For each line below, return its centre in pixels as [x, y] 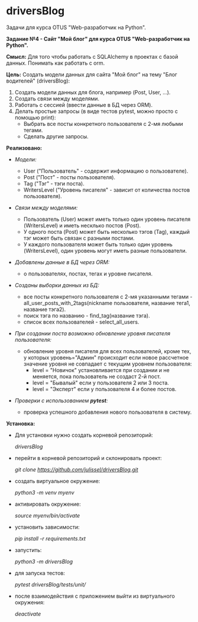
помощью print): [35, 118]
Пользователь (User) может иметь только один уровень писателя [107, 219]
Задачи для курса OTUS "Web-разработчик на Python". [76, 27]
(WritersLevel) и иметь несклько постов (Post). [82, 225]
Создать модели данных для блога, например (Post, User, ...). [92, 92]
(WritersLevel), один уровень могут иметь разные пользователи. [105, 250]
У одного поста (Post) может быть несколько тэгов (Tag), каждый [107, 231]
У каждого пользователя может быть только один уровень [98, 244]
